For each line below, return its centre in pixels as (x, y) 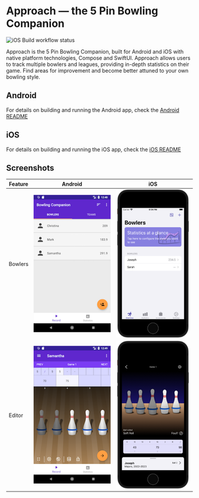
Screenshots (30, 168)
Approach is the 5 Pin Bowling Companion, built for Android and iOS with (95, 51)
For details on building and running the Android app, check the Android (93, 110)
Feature (18, 184)
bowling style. (23, 77)
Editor (16, 415)
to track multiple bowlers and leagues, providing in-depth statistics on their (98, 64)
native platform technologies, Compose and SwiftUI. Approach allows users (98, 58)
